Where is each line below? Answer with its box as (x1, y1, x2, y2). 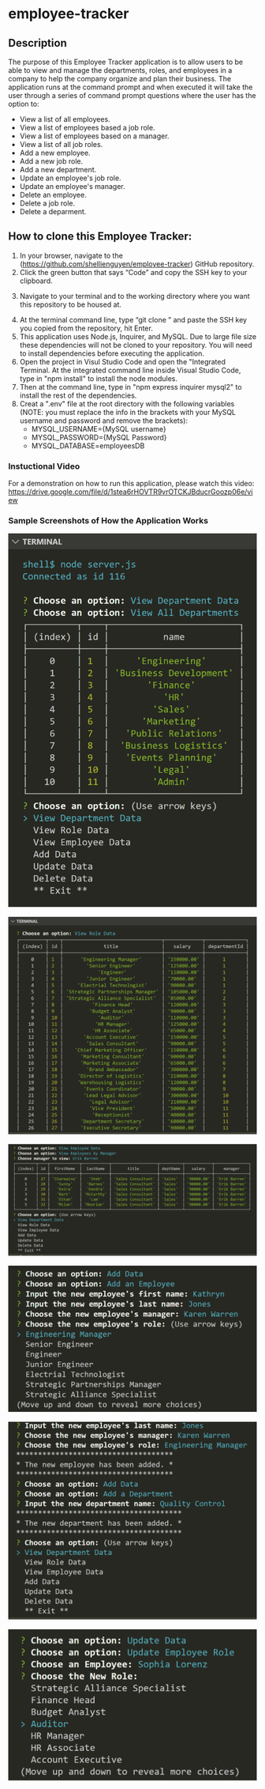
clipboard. (19, 276, 53, 285)
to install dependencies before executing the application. (19, 349, 205, 358)
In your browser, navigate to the (19, 251, 124, 260)
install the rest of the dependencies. (19, 391, 137, 400)
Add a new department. (19, 165, 97, 174)
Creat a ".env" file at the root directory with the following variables (19, 398, 235, 408)
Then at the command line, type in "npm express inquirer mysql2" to (19, 382, 242, 391)
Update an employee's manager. (19, 182, 126, 191)
